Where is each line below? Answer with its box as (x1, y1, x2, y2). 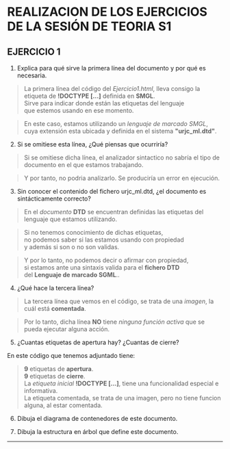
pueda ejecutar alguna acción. (23, 325, 110, 333)
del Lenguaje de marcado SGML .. (23, 271, 120, 279)
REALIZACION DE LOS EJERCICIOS (7, 4, 207, 20)
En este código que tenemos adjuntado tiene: (7, 352, 136, 359)
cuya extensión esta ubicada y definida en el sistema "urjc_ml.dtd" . (23, 127, 217, 135)
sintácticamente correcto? (16, 194, 91, 203)
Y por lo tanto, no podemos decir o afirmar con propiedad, (23, 256, 189, 264)
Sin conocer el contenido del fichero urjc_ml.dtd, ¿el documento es (16, 188, 207, 195)
